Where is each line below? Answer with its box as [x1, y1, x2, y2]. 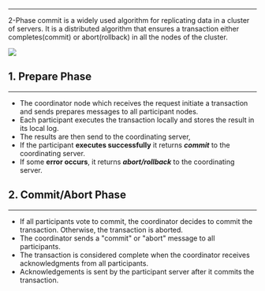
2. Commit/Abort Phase [8, 188, 126, 202]
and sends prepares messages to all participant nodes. [19, 106, 199, 116]
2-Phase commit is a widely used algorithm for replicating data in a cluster [8, 16, 250, 24]
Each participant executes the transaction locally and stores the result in [19, 115, 255, 125]
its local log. [19, 123, 59, 132]
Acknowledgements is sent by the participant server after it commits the [19, 267, 255, 276]
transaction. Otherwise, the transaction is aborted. [19, 225, 184, 234]
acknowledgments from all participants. [19, 258, 148, 268]
